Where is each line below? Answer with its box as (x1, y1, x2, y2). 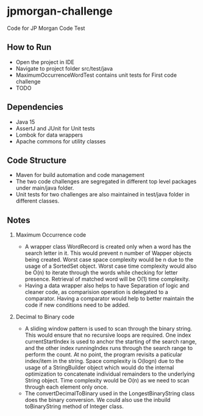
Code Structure (7, 155, 66, 165)
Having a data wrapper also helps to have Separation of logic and (24, 282, 190, 289)
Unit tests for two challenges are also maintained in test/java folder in (15, 191, 190, 198)
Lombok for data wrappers (15, 131, 83, 138)
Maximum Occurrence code (15, 231, 87, 238)
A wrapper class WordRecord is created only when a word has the (24, 243, 191, 251)
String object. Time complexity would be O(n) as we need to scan (24, 377, 190, 384)
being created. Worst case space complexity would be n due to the (24, 256, 194, 264)
